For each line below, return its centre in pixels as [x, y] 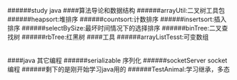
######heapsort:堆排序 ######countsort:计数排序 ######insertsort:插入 [117, 19]
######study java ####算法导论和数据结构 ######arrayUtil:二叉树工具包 [116, 10]
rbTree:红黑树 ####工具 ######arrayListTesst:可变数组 [127, 37]
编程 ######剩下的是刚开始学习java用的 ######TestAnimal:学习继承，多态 [118, 69]
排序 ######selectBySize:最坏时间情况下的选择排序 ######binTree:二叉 [115, 28]
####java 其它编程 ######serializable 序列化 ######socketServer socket [117, 60]
